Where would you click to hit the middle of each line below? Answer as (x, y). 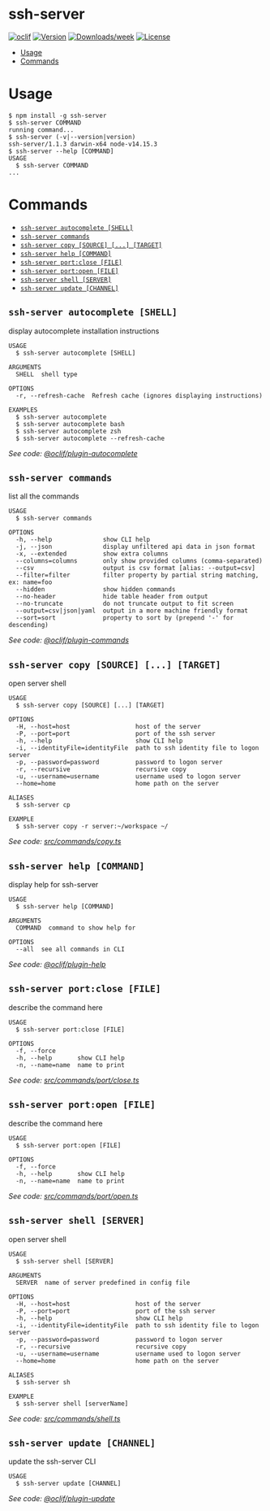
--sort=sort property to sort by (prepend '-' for (124, 618)
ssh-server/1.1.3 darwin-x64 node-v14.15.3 (83, 144)
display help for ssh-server (54, 885)
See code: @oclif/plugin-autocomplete (73, 453)
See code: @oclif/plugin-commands (69, 640)
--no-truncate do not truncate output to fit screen (124, 604)
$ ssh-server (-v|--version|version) (72, 137)
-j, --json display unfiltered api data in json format (135, 547)
